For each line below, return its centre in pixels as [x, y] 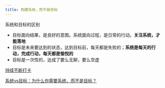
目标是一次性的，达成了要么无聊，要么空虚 [56, 59]
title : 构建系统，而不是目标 [31, 10]
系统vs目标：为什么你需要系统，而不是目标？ [51, 81]
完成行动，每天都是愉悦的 [47, 53]
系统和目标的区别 [23, 24]
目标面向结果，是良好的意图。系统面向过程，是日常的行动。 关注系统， [84, 35]
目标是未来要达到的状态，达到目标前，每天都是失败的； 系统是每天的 [82, 47]
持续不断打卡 [18, 70]
